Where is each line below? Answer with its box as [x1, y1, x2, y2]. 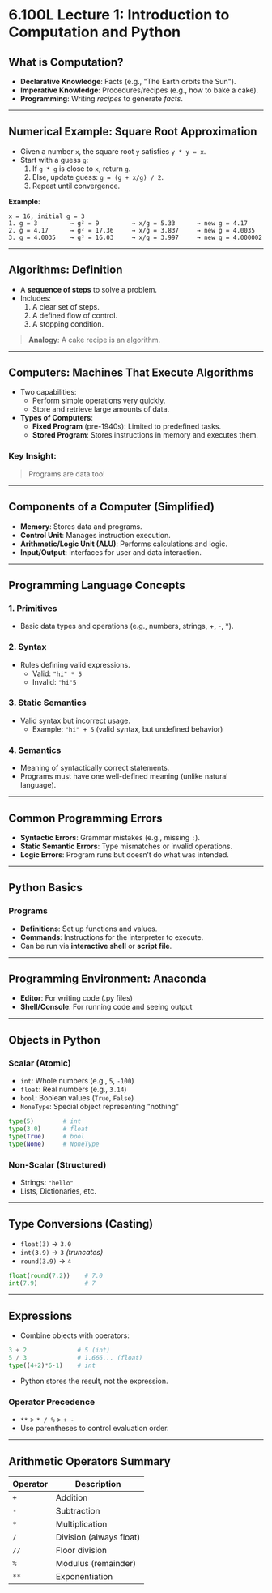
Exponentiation [55, 1571, 113, 1582]
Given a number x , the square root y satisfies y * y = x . [19, 146, 206, 156]
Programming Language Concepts [8, 578, 185, 592]
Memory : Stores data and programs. [19, 521, 143, 532]
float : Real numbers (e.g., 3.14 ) [19, 1084, 127, 1095]
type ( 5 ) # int [8, 1117, 82, 1125]
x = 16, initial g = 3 [8, 212, 85, 220]
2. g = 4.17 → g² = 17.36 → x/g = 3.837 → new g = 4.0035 [8, 226, 255, 234]
